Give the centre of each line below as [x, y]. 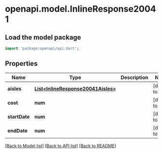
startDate [19, 116]
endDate [17, 131]
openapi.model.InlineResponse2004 [81, 9]
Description [134, 77]
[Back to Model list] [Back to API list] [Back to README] [61, 146]
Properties [21, 64]
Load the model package [43, 37]
